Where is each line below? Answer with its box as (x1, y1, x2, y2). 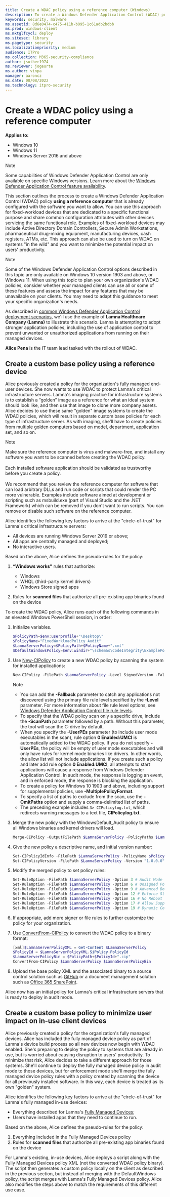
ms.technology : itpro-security (5, 82, 71, 88)
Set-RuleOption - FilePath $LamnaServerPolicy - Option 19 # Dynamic (12, 905, 158, 911)
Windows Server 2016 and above (12, 152, 82, 158)
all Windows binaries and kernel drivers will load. (12, 824, 115, 831)
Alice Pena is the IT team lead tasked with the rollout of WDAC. (5, 345, 137, 351)
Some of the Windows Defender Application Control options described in (5, 266, 157, 272)
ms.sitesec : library (5, 36, 49, 41)
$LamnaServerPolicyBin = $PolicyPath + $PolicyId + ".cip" (12, 955, 131, 960)
